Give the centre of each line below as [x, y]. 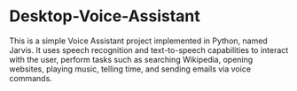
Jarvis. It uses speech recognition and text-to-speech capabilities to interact [149, 49]
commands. [31, 78]
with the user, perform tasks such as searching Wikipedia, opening [131, 59]
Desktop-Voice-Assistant [105, 16]
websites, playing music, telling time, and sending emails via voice [130, 69]
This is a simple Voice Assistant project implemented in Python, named [138, 41]
